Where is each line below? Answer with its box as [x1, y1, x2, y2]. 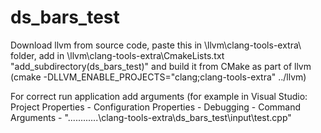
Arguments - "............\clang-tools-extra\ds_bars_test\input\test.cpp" [10, 111, 292, 123]
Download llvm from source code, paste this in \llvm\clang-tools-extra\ [10, 39, 302, 51]
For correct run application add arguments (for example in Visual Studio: [10, 90, 308, 102]
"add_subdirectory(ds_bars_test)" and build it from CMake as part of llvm [10, 60, 312, 72]
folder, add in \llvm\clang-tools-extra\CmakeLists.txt [10, 49, 225, 61]
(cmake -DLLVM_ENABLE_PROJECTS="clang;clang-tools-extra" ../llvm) [10, 71, 307, 83]
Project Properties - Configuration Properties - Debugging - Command [10, 101, 302, 113]
